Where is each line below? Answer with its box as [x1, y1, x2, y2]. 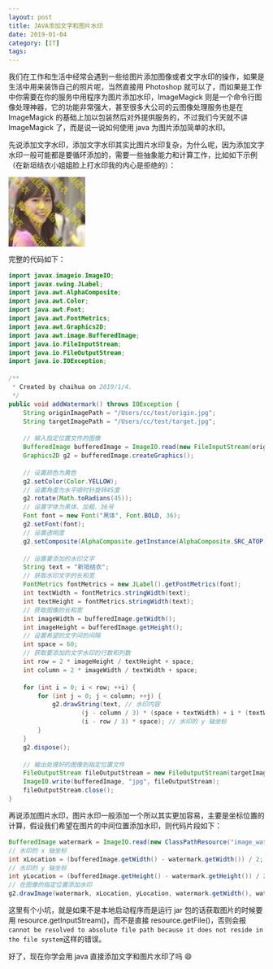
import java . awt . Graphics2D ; [8, 322, 107, 331]
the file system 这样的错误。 [8, 934, 106, 944]
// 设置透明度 [23, 529, 65, 537]
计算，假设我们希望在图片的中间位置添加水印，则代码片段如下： [8, 820, 222, 830]
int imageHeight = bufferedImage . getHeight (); [23, 623, 184, 631]
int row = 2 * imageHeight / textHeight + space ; [23, 657, 195, 666]
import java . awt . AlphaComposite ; [8, 289, 122, 297]
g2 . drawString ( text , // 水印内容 [51, 701, 161, 709]
